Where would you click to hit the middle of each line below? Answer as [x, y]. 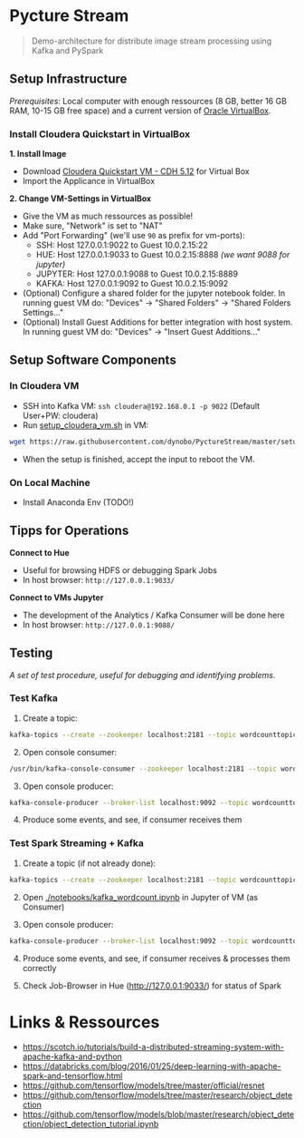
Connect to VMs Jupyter [57, 597]
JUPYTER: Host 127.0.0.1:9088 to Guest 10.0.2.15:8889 [137, 274]
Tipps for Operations [69, 531]
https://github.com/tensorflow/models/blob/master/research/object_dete [158, 1114]
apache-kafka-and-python [72, 1056]
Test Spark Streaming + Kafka [77, 843]
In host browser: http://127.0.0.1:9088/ [98, 624]
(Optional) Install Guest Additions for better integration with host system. [157, 322]
